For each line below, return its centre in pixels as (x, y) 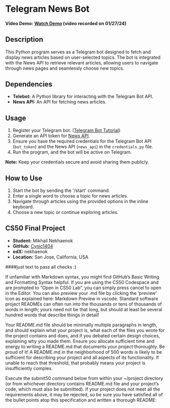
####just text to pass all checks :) (41, 267)
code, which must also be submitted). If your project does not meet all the (83, 389)
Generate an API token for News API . (51, 136)
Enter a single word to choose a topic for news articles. (70, 196)
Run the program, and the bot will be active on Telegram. (72, 152)
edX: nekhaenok (30, 251)
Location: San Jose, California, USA (50, 257)
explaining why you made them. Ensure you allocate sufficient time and (80, 341)
